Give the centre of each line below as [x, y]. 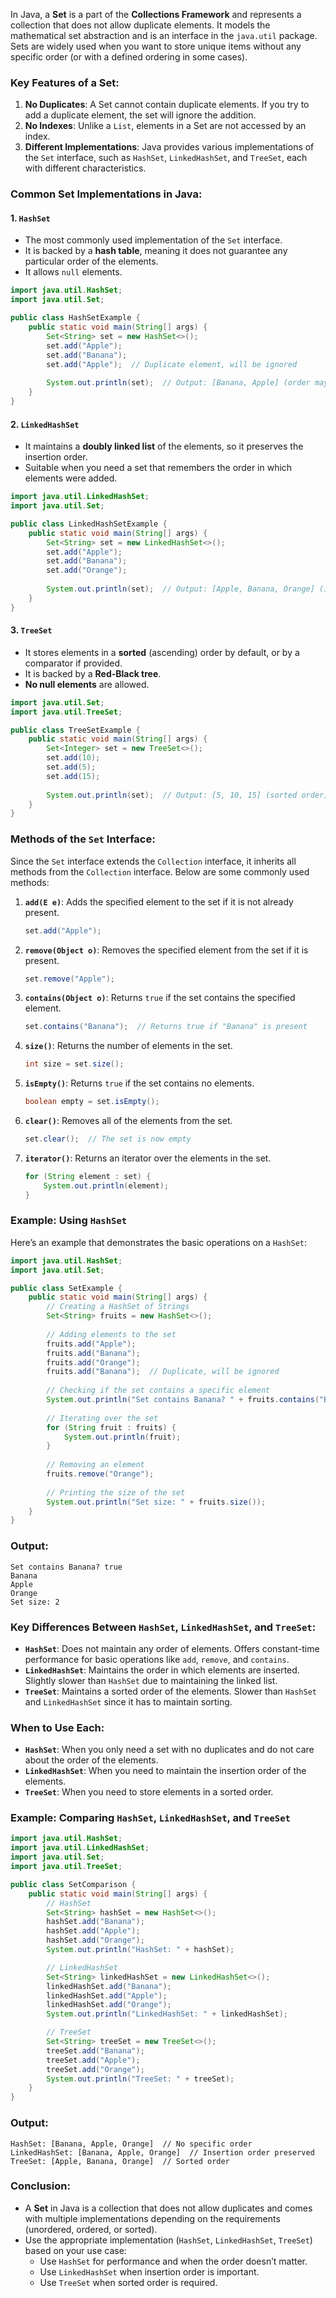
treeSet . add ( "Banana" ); [95, 2050]
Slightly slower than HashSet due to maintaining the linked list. [151, 1680]
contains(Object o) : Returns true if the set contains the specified [160, 998]
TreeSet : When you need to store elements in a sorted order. [149, 1792]
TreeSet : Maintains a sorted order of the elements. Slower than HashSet [170, 1691]
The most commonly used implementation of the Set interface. [153, 240]
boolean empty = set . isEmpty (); [92, 1102]
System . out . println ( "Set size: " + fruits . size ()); [156, 1502]
